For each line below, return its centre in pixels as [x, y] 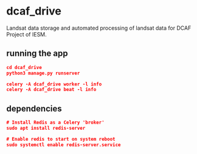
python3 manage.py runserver [43, 73]
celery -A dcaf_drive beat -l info [51, 90]
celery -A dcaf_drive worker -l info [54, 84]
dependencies [34, 108]
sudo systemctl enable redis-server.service [64, 145]
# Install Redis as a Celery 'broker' [55, 122]
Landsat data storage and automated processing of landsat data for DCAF [99, 28]
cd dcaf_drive [24, 67]
